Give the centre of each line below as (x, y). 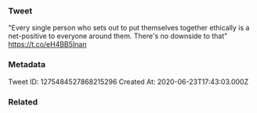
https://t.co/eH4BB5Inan (47, 44)
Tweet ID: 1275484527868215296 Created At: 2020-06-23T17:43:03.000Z (128, 81)
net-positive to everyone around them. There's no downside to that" (118, 36)
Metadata (27, 65)
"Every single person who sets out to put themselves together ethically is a (129, 28)
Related (23, 101)
